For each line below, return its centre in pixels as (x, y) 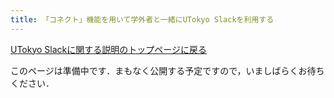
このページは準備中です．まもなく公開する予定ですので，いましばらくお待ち (167, 70)
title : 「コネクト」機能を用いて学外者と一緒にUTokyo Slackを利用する (142, 19)
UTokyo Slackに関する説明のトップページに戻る (109, 49)
